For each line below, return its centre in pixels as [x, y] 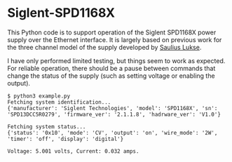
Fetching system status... [47, 127]
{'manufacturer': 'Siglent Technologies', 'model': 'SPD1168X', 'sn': [112, 108]
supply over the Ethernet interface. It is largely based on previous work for [115, 39]
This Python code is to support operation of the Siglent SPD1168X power [112, 32]
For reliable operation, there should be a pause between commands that [111, 68]
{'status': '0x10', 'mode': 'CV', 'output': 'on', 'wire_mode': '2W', [112, 133]
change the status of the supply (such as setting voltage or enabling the [111, 76]
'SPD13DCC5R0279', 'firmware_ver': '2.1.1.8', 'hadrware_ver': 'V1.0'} [114, 114]
